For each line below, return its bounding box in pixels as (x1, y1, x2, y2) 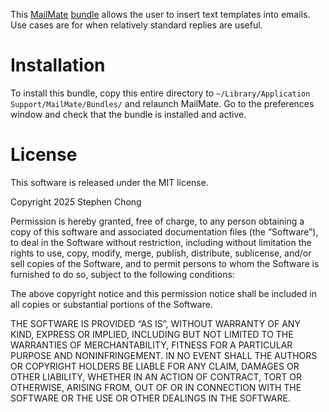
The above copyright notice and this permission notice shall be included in (10, 287, 317, 299)
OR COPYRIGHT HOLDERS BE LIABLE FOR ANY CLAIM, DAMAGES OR (10, 360, 300, 372)
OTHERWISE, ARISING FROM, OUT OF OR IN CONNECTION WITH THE (10, 381, 302, 393)
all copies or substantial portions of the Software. (10, 298, 213, 310)
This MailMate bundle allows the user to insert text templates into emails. (10, 9, 311, 20)
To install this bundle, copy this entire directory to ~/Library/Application (10, 87, 311, 99)
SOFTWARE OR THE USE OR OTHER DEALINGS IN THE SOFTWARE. (10, 392, 291, 404)
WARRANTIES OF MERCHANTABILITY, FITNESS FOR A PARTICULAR (10, 339, 293, 351)
